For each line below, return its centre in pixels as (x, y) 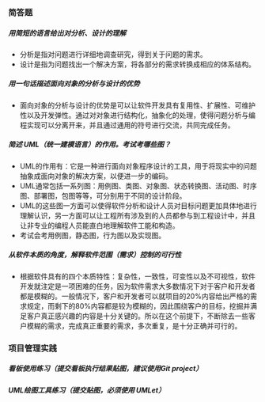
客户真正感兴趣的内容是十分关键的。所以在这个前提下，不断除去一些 (138, 316)
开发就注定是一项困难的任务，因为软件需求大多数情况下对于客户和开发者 (137, 286)
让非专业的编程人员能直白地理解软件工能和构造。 (99, 225)
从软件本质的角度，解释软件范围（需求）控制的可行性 (95, 255)
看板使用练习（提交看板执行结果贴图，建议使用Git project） (106, 369)
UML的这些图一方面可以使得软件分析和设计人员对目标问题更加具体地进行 (138, 205)
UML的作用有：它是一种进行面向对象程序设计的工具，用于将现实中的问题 (138, 166)
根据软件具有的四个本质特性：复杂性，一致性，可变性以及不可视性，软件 (137, 276)
